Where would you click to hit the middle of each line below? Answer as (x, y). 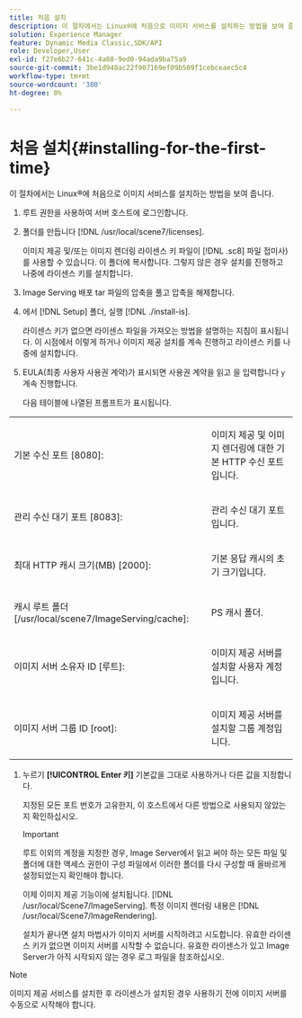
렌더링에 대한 (248, 449)
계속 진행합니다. (50, 384)
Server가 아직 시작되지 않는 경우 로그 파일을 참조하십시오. (123, 957)
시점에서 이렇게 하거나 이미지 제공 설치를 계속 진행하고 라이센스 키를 (162, 342)
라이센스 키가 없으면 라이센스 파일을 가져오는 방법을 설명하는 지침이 (140, 331)
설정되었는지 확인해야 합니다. (73, 875)
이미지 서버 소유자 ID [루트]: (70, 666)
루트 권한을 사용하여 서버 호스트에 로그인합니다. (105, 213)
